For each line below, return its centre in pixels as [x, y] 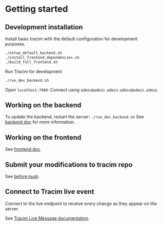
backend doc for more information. [40, 122]
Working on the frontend [43, 137]
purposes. [15, 44]
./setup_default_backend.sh [34, 53]
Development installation [44, 27]
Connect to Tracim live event [50, 192]
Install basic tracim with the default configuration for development [71, 39]
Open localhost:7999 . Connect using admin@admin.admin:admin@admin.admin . [82, 90]
